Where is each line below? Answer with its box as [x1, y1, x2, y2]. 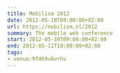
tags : [7, 49, 23, 56]
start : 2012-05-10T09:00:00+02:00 [7, 36, 108, 43]
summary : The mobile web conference [7, 29, 113, 37]
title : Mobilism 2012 [7, 10, 70, 17]
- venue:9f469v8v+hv [7, 56, 67, 63]
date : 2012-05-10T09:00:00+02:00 [7, 17, 104, 24]
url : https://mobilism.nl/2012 [7, 23, 98, 30]
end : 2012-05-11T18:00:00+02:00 [7, 42, 101, 49]
